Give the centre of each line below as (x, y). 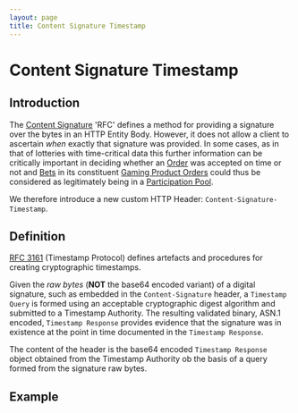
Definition (37, 236)
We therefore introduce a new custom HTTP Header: (106, 198)
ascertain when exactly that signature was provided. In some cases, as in (144, 143)
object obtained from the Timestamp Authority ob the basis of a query (139, 359)
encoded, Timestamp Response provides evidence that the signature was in (145, 323)
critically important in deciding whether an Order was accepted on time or (145, 163)
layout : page (34, 17)
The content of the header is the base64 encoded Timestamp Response (138, 350)
